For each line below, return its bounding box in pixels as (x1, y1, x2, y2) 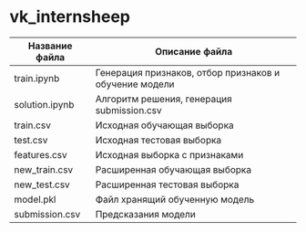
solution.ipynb (14, 98, 75, 111)
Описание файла (154, 45, 233, 58)
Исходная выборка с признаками (95, 148, 244, 161)
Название (27, 39, 73, 52)
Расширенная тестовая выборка (95, 178, 240, 191)
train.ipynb (14, 71, 60, 84)
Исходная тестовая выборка (95, 133, 222, 146)
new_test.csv (14, 178, 70, 191)
